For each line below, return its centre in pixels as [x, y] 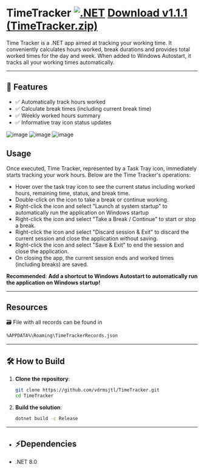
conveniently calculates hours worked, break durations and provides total [98, 49]
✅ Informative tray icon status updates [63, 122]
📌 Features [27, 87]
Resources [27, 307]
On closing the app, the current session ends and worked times [94, 258]
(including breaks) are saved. [52, 264]
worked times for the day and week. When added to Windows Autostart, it [99, 55]
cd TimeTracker [34, 396]
